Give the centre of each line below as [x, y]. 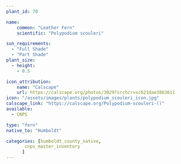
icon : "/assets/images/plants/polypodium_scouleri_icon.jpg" [83, 98]
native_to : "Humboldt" [34, 130]
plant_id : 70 [22, 11]
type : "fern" [22, 125]
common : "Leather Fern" [46, 28]
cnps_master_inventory [52, 147]
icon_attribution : [29, 82]
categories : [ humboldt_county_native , [54, 141]
